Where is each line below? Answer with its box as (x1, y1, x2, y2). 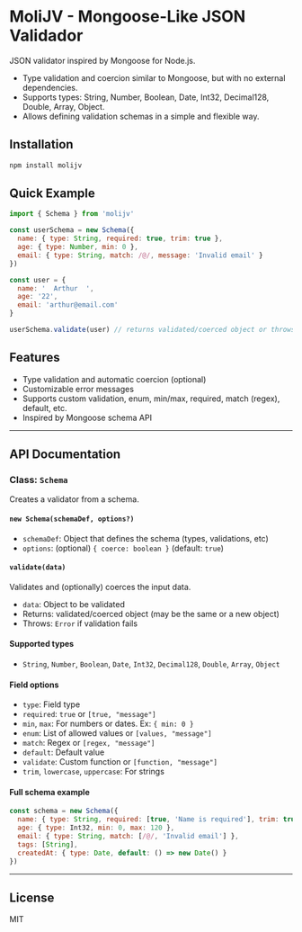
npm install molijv (9, 160, 83, 170)
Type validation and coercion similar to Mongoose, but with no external (22, 72, 286, 83)
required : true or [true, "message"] (22, 709, 156, 720)
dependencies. (22, 82, 78, 93)
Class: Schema (9, 474, 68, 487)
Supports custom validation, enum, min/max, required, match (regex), (22, 393, 280, 404)
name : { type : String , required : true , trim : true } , (17, 234, 223, 244)
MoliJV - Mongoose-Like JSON (9, 6, 246, 27)
